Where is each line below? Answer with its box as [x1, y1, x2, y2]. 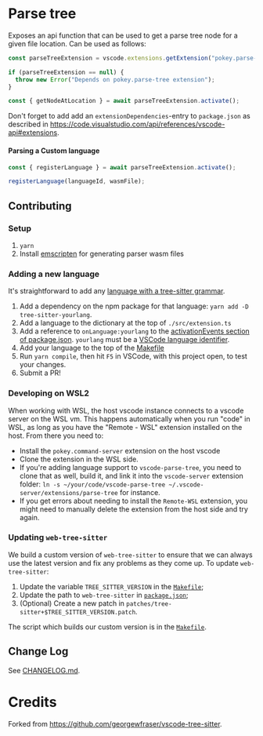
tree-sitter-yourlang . [19, 310, 92, 319]
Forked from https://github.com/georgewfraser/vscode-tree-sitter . [8, 719, 222, 728]
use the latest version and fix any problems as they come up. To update [8, 558, 239, 567]
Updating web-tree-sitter [8, 532, 108, 543]
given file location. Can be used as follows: [8, 38, 146, 48]
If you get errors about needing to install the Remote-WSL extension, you [19, 496, 248, 505]
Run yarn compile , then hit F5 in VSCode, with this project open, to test [19, 352, 248, 361]
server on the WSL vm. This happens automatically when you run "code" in [8, 414, 250, 424]
